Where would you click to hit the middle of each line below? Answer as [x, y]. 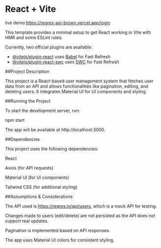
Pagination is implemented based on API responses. [58, 230]
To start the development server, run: [42, 110]
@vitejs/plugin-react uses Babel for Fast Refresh [61, 56]
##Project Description [27, 71]
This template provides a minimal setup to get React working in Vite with [78, 32]
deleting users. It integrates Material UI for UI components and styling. [76, 91]
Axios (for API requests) [29, 168]
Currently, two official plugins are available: [49, 47]
